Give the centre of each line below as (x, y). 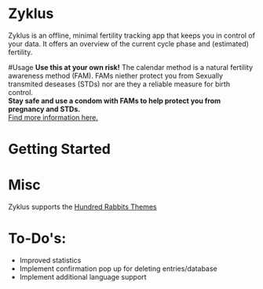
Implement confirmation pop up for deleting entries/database (118, 269)
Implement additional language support (83, 277)
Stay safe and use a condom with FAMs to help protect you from (115, 101)
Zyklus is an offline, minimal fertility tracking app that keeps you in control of (131, 35)
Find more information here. (53, 117)
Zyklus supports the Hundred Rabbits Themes (82, 207)
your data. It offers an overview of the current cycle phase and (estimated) (129, 43)
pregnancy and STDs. (44, 109)
